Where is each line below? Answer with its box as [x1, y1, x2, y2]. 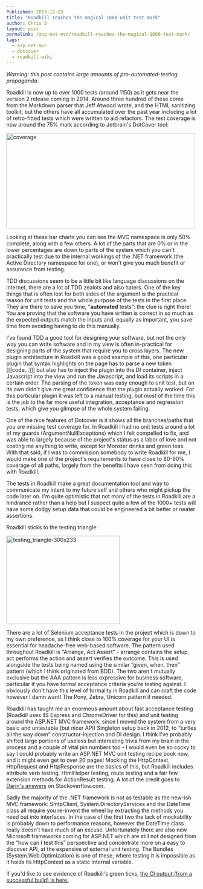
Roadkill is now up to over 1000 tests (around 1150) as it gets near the [6, 88, 179, 96]
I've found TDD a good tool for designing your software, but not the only [6, 334, 186, 341]
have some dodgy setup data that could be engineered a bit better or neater [6, 505, 196, 512]
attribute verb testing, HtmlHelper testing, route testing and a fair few [6, 769, 178, 776]
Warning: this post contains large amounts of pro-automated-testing [6, 70, 178, 78]
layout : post [6, 25, 39, 32]
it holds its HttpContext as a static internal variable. [6, 858, 134, 865]
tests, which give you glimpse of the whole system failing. [6, 405, 150, 412]
